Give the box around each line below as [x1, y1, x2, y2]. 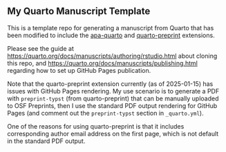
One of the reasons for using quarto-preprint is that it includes [7, 122, 185, 130]
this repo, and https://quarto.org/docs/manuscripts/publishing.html [7, 58, 198, 67]
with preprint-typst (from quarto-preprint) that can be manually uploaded [7, 94, 219, 102]
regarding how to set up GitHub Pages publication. [7, 66, 151, 74]
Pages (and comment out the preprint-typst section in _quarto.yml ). [7, 109, 204, 117]
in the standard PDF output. [7, 137, 86, 145]
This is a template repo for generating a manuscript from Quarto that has [7, 23, 214, 32]
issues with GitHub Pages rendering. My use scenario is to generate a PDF [7, 87, 220, 95]
